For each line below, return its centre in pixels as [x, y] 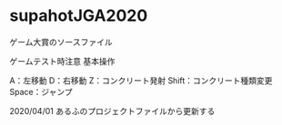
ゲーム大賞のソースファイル [61, 42]
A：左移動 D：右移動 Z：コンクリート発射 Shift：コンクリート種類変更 [141, 80]
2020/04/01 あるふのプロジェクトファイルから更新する [112, 111]
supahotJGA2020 [79, 16]
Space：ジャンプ [41, 91]
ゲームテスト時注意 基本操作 [62, 61]
